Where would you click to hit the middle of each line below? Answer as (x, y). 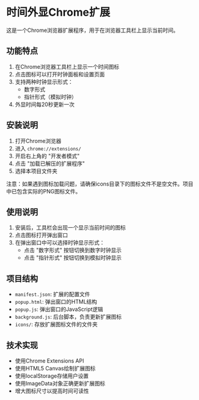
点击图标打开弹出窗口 (41, 235)
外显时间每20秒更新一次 (45, 104)
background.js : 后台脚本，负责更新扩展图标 (68, 317)
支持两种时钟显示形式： (44, 81)
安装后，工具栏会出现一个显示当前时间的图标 (70, 228)
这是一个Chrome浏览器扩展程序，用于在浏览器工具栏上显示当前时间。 (93, 30)
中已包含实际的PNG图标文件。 (44, 191)
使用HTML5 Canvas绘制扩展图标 (55, 368)
